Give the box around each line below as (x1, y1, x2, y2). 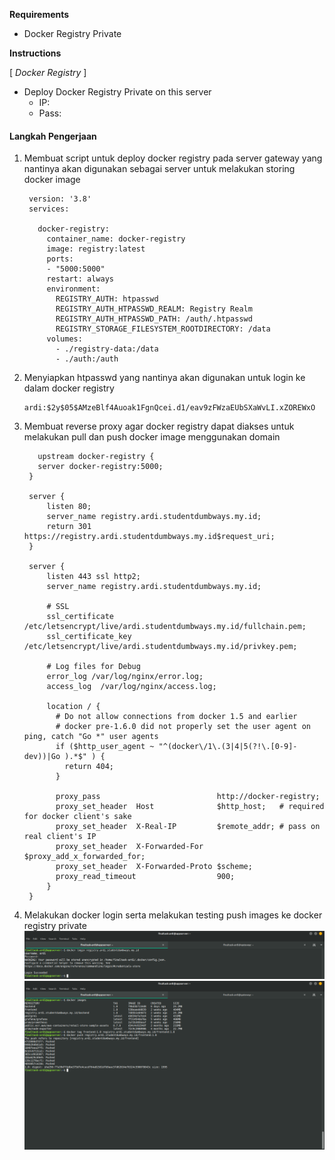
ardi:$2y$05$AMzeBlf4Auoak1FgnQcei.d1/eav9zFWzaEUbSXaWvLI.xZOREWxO (23, 403, 316, 413)
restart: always (46, 274, 114, 284)
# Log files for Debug (46, 662, 141, 672)
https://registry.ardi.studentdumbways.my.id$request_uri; (23, 532, 276, 542)
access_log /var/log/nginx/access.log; (46, 682, 217, 692)
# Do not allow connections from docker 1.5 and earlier (55, 712, 298, 722)
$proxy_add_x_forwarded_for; (23, 852, 146, 862)
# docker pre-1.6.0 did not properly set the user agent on (55, 722, 311, 732)
